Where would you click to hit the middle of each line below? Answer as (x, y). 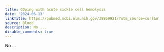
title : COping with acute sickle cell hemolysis (55, 9)
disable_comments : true (29, 32)
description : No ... (26, 27)
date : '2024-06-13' (25, 14)
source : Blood (20, 23)
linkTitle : (16, 18)
